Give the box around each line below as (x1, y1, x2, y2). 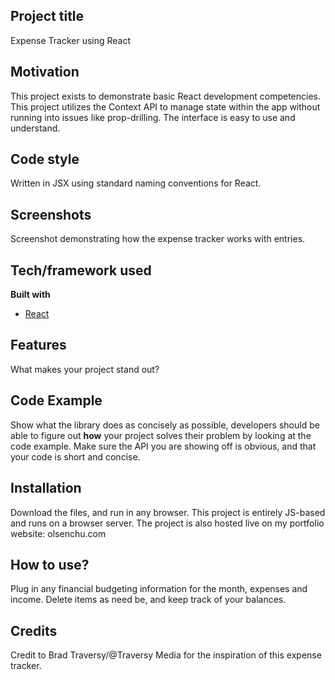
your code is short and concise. (10, 450, 141, 463)
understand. (10, 122, 61, 134)
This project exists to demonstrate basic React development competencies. (10, 90, 322, 102)
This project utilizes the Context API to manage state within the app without (10, 100, 321, 113)
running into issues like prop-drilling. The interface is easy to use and (10, 111, 296, 123)
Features (10, 337, 67, 354)
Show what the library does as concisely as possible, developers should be (10, 419, 320, 431)
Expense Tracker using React (10, 34, 132, 46)
